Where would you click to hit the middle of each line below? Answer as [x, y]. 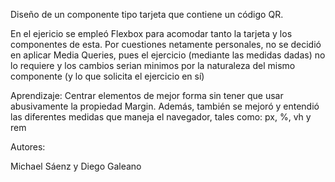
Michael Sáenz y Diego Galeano [76, 166]
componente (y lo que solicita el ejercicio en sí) [107, 76]
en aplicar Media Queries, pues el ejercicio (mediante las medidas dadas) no [168, 55]
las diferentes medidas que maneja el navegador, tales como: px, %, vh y [161, 117]
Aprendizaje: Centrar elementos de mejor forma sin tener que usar [147, 95]
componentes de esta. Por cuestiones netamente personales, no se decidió [166, 44]
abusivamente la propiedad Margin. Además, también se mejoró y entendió [165, 106]
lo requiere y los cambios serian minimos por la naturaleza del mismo [153, 65]
